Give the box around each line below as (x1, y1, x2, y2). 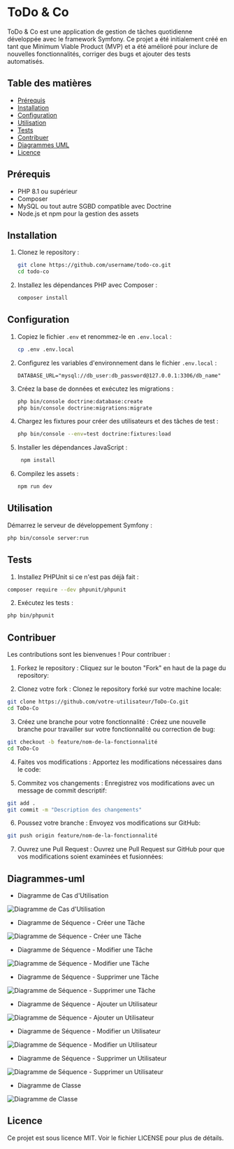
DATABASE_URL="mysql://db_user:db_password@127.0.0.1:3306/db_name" (17, 372, 221, 379)
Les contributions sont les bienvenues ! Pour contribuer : (7, 650, 170, 659)
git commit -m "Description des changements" (7, 806, 142, 813)
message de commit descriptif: (17, 786, 107, 795)
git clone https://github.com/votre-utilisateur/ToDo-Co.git (7, 698, 189, 706)
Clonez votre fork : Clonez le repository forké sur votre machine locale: (17, 685, 222, 693)
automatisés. (7, 57, 45, 65)
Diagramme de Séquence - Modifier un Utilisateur (17, 1027, 161, 1036)
